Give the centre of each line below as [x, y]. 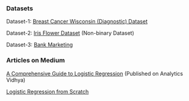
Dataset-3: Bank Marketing [40, 45]
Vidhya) [16, 80]
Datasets [20, 8]
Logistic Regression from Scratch [48, 91]
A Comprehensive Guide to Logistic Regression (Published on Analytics [95, 73]
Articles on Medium [36, 60]
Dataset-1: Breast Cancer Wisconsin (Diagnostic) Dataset [77, 22]
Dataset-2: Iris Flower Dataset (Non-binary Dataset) [70, 33]
